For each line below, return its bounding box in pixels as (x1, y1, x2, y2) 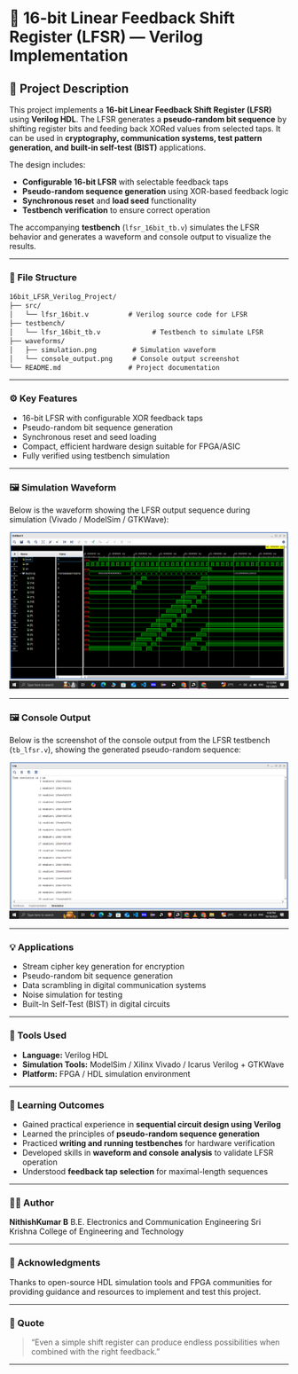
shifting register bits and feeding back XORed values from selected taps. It (9, 123, 281, 134)
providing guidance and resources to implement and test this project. (9, 1286, 262, 1297)
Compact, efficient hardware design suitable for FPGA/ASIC (21, 441, 241, 451)
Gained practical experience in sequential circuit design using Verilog (21, 1119, 281, 1130)
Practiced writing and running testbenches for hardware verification (21, 1138, 275, 1149)
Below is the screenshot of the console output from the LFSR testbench (9, 735, 271, 746)
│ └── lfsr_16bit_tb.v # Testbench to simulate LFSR (9, 328, 264, 337)
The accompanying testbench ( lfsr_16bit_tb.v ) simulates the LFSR (9, 222, 260, 232)
